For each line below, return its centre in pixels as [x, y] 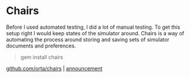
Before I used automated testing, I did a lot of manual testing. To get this [93, 27]
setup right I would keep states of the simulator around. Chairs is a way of [95, 33]
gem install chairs [42, 57]
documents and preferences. [41, 46]
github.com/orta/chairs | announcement [54, 68]
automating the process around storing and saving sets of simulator [88, 39]
